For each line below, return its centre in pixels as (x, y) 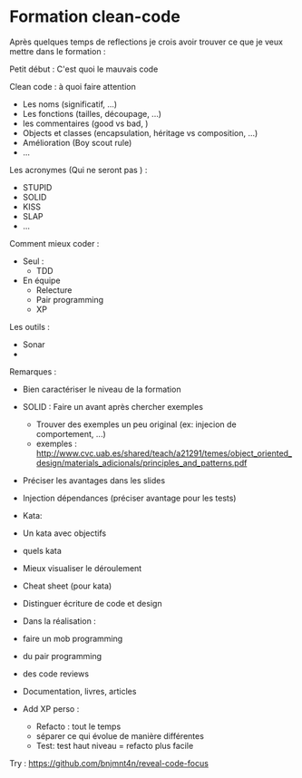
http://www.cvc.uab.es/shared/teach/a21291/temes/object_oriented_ (164, 453)
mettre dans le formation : (58, 51)
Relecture (54, 290)
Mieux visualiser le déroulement (82, 568)
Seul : (33, 261)
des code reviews (55, 674)
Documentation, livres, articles (79, 691)
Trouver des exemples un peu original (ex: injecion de (136, 424)
